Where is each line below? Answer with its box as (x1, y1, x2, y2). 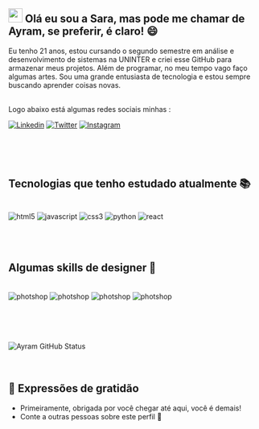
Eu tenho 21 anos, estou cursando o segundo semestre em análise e (8, 46, 235, 56)
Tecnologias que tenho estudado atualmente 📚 (8, 177, 251, 191)
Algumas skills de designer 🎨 (8, 261, 157, 274)
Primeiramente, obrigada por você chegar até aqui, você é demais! (19, 403, 242, 413)
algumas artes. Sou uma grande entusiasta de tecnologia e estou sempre (8, 72, 251, 81)
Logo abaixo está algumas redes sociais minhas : (8, 104, 171, 113)
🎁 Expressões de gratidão (8, 382, 139, 395)
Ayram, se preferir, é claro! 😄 (8, 25, 158, 39)
